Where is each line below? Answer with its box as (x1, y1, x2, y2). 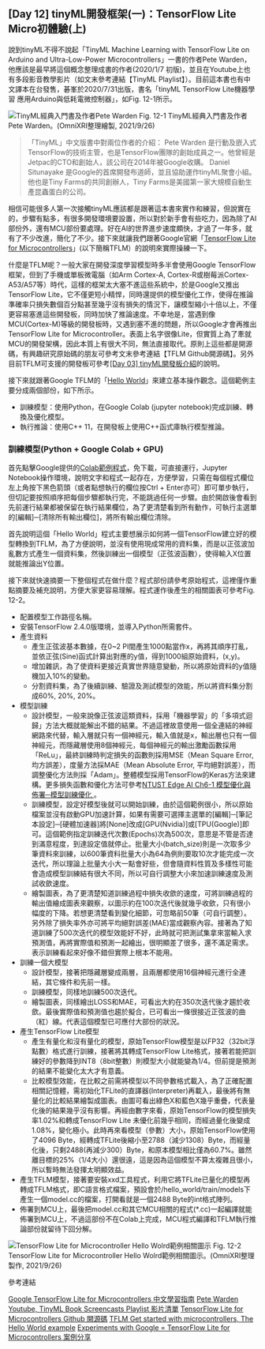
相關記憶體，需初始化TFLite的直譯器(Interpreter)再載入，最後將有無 (31, 1086, 251, 1095)
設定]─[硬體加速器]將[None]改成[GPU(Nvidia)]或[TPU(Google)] (38, 820, 243, 829)
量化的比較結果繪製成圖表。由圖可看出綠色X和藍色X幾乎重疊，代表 (31, 1096, 248, 1106)
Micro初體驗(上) (8, 22, 87, 36)
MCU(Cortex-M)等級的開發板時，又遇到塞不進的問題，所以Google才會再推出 (8, 319, 257, 329)
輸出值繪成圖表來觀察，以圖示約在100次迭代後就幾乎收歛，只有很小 (31, 899, 251, 908)
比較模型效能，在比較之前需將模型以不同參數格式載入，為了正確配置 (31, 1077, 253, 1086)
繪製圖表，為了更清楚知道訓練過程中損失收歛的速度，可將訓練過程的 (31, 889, 253, 898)
